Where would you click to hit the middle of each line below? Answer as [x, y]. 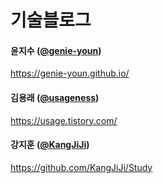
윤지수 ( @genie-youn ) [56, 50]
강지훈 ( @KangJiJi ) [50, 145]
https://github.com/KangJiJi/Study [81, 167]
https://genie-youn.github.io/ [70, 73]
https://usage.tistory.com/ [64, 120]
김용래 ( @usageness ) [55, 97]
